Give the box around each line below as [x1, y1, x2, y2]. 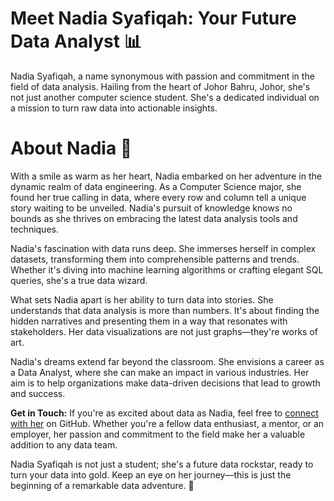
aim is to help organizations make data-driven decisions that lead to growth [10, 377, 321, 389]
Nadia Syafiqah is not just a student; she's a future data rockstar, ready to [10, 458, 314, 470]
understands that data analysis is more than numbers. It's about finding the [10, 304, 320, 316]
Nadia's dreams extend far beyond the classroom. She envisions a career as [10, 355, 325, 367]
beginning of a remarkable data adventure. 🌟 [10, 479, 195, 491]
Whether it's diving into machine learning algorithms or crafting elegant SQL [10, 263, 324, 276]
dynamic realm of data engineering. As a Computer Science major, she [10, 180, 302, 192]
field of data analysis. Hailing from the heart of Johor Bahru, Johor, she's [10, 80, 311, 92]
